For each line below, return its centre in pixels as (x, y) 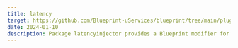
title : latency (30, 14)
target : (19, 20)
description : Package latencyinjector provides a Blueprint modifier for (119, 34)
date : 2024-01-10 (33, 27)
